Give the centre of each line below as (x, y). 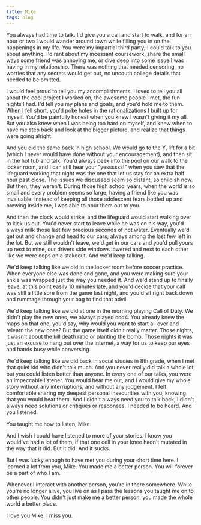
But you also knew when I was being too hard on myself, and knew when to (99, 123)
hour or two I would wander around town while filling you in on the (88, 41)
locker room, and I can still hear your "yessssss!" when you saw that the (95, 167)
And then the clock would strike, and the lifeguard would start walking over (99, 217)
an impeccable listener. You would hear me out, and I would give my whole (98, 380)
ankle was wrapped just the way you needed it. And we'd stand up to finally (100, 280)
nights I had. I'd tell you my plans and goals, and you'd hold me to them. (95, 104)
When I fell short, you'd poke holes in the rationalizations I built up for (92, 110)
